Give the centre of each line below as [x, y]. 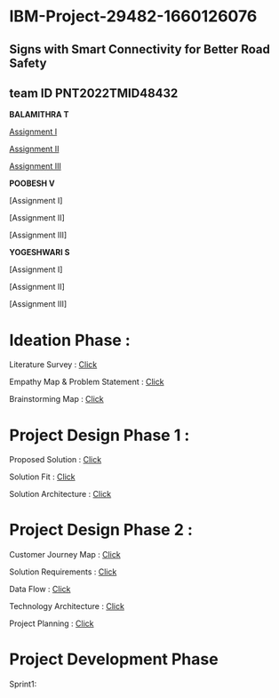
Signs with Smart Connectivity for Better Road [140, 49]
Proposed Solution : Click [56, 460]
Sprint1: [23, 684]
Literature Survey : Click [53, 365]
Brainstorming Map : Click [56, 399]
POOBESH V [32, 183]
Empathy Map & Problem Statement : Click [87, 382]
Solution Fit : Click [42, 477]
